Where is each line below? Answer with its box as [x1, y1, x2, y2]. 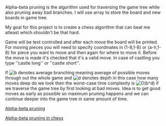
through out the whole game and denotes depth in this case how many [5, 75, 159, 81]
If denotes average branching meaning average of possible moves [5, 70, 150, 76]
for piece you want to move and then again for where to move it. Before [10, 49, 157, 55]
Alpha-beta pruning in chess [5, 115, 64, 121]
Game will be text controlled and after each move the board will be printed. [5, 39, 158, 45]
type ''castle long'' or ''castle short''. [5, 60, 81, 66]
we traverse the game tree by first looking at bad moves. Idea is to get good [5, 85, 161, 91]
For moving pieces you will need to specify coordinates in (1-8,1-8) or [5, 44, 147, 50]
